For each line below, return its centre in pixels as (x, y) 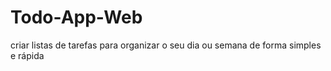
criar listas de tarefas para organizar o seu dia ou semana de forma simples (166, 45)
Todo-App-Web (76, 17)
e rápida (27, 55)
